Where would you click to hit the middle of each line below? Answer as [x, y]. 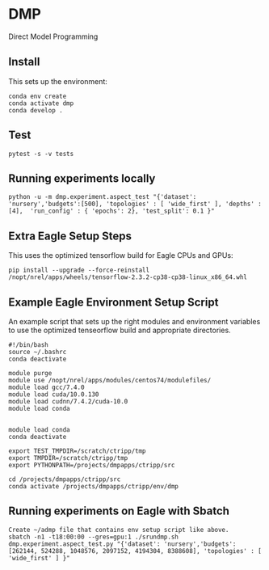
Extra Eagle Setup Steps [70, 236]
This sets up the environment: [58, 81]
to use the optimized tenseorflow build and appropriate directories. [120, 330]
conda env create [38, 96]
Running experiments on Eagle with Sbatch [119, 511]
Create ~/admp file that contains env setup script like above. [119, 530]
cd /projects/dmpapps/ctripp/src [65, 479]
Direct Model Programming [53, 36]
